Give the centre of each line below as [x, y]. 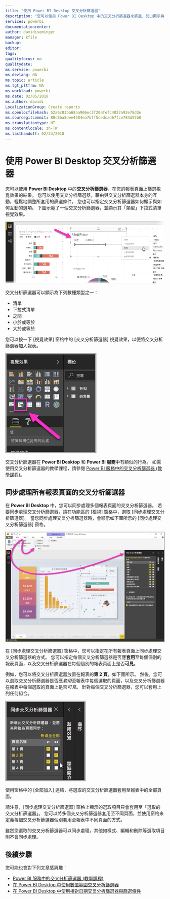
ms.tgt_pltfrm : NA [25, 86]
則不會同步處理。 [23, 837]
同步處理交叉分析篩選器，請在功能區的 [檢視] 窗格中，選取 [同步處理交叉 [85, 512]
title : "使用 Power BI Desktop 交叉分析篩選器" [53, 11]
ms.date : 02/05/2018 [27, 96]
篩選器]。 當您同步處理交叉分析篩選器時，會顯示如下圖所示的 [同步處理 [83, 518]
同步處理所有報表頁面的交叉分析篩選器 [65, 492]
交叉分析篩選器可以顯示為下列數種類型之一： [52, 293]
